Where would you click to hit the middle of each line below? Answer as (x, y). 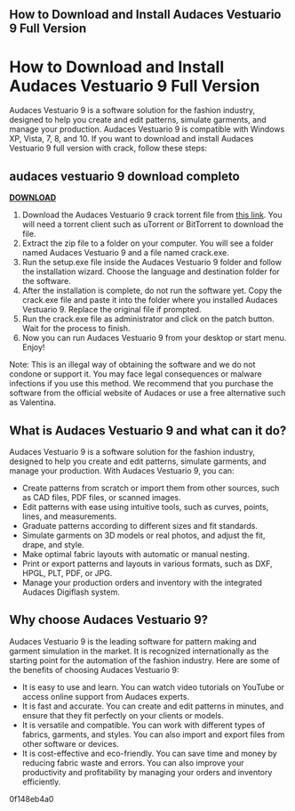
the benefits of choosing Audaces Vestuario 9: (94, 669)
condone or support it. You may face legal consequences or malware (136, 374)
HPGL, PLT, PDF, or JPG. (67, 572)
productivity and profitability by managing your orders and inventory (147, 772)
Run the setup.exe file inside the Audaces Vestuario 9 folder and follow (152, 263)
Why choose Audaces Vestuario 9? (109, 620)
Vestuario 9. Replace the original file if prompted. (112, 310)
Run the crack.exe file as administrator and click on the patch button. (148, 319)
